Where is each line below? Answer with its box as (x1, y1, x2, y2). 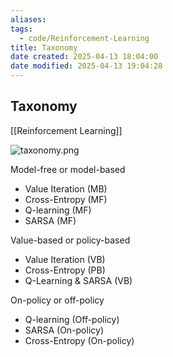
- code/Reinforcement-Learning (19, 33, 150, 43)
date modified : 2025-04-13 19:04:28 (10, 61, 163, 71)
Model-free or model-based (10, 163, 126, 175)
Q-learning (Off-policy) (24, 313, 120, 325)
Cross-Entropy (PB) (24, 264, 106, 276)
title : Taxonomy (10, 42, 78, 53)
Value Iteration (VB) (24, 253, 106, 265)
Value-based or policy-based (10, 234, 131, 246)
